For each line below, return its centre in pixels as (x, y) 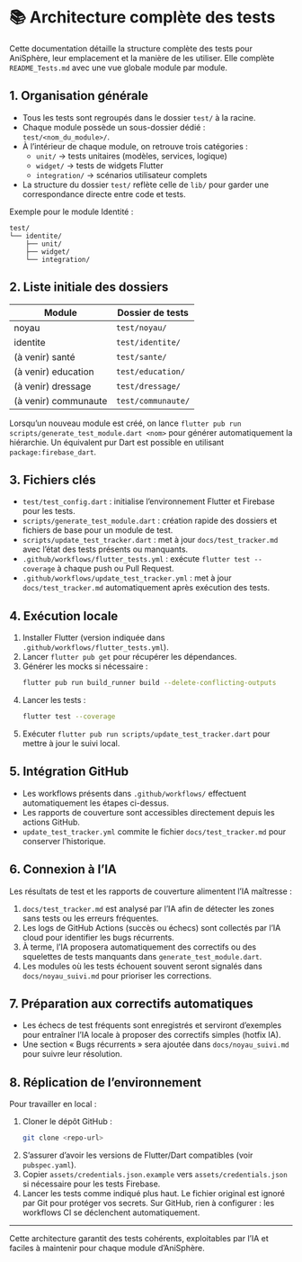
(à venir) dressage (53, 386)
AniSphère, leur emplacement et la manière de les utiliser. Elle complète (142, 58)
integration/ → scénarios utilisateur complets (121, 175)
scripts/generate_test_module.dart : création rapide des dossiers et (150, 521)
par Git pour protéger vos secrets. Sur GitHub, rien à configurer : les (148, 1203)
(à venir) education (54, 372)
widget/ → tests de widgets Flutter (99, 165)
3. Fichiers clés (53, 479)
